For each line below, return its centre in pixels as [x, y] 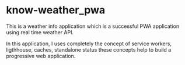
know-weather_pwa [56, 10]
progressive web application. [41, 56]
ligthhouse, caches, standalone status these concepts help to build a [89, 49]
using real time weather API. [40, 32]
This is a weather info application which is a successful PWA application [93, 26]
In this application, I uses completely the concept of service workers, [89, 44]
